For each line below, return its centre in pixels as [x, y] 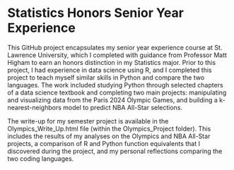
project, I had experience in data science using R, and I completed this [110, 70]
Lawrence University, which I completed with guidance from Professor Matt [117, 55]
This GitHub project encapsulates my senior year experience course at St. [115, 47]
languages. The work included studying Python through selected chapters [116, 85]
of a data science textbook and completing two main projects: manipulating [117, 92]
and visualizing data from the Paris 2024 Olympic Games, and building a [112, 99]
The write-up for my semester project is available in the [88, 121]
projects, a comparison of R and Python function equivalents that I [104, 143]
